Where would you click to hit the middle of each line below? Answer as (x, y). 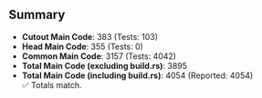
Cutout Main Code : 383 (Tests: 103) (90, 36)
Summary (37, 15)
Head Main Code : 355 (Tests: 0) (82, 46)
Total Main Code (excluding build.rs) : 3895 (105, 65)
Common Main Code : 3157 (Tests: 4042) (99, 56)
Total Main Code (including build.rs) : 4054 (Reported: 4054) (137, 75)
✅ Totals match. (52, 84)
